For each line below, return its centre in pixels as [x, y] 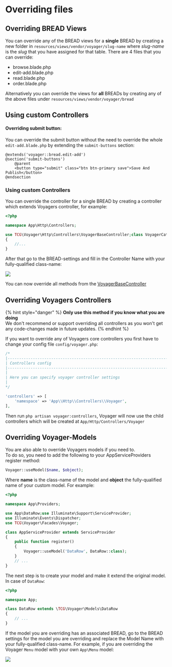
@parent [23, 164]
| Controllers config [28, 363]
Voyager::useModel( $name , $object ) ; [44, 470]
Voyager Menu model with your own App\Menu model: [60, 650]
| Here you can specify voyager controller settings [63, 377]
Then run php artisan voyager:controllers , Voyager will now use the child [84, 416]
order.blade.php [30, 84]
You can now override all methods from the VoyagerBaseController [76, 284]
